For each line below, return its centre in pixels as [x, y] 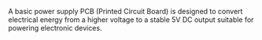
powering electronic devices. [55, 28]
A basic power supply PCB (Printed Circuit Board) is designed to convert [125, 11]
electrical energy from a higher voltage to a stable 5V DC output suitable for [131, 20]
